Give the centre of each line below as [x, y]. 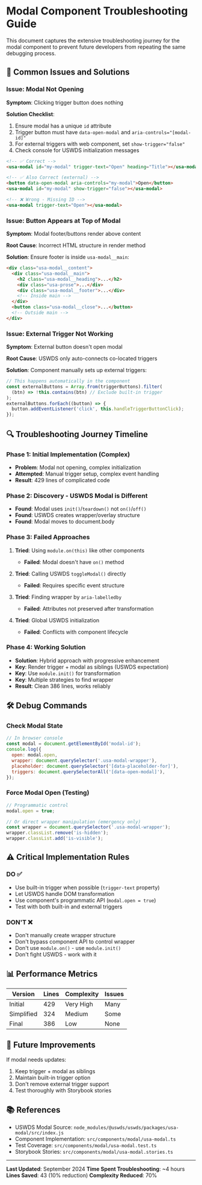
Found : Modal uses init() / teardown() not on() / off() [81, 509]
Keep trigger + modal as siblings [55, 1071]
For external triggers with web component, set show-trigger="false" [100, 144]
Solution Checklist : [31, 114]
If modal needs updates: [36, 1059]
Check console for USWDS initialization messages [77, 150]
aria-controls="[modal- [161, 133]
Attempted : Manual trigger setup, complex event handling [87, 474]
